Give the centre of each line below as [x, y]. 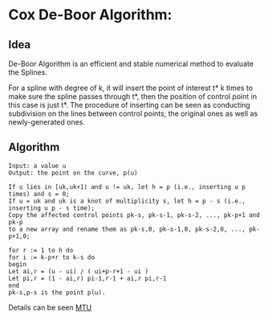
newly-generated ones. [47, 122]
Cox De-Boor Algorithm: [90, 15]
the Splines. [28, 72]
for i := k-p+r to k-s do [51, 257]
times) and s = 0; [39, 194]
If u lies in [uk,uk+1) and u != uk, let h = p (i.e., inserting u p [127, 187]
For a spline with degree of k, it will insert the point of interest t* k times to [131, 88]
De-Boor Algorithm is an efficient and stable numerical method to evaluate [131, 64]
